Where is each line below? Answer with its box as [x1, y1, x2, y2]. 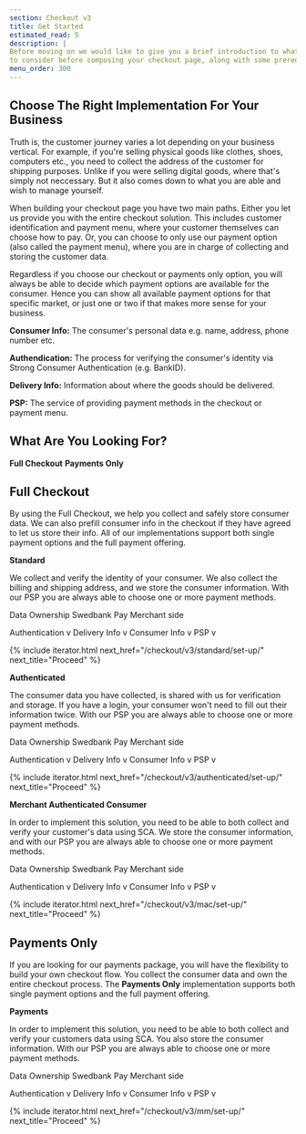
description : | [9, 38, 67, 48]
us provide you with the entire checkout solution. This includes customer [9, 211, 282, 223]
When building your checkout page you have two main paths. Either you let [9, 202, 291, 213]
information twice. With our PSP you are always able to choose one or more [9, 709, 293, 720]
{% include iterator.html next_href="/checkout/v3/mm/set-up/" [9, 1106, 246, 1117]
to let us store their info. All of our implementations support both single [9, 528, 275, 539]
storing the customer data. [9, 251, 109, 262]
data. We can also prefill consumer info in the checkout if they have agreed [9, 518, 291, 529]
